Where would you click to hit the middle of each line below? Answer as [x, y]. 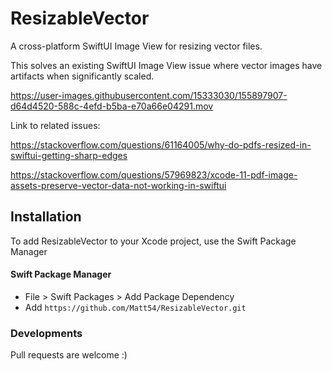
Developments [46, 333]
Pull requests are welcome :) [69, 355]
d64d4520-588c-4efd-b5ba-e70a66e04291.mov [112, 106]
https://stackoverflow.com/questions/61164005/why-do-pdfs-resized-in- [161, 144]
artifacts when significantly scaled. [82, 76]
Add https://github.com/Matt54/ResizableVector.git [135, 307]
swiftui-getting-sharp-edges [69, 155]
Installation [46, 217]
